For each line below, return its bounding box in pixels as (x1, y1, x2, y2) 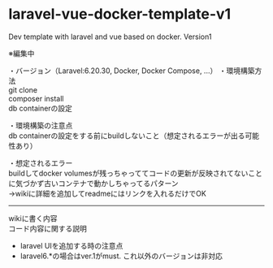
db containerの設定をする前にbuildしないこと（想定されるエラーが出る (8, 131, 245, 140)
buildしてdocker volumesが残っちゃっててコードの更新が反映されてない (8, 168, 249, 178)
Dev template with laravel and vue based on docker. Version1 (8, 32, 212, 41)
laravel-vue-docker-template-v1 (8, 5, 232, 24)
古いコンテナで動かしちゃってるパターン (43, 178, 179, 188)
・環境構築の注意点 (8, 120, 73, 130)
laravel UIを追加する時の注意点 (19, 240, 123, 250)
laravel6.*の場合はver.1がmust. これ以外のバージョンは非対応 (19, 251, 223, 261)
